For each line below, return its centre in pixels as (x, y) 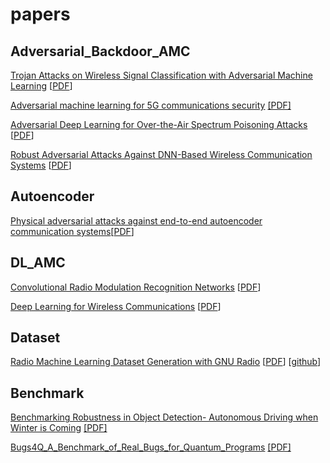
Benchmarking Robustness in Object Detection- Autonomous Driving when (164, 417)
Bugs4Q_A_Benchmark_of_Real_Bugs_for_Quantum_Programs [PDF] (151, 447)
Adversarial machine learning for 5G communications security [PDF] (151, 105)
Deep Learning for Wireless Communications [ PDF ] (116, 306)
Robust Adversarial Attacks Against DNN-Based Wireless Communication (161, 154)
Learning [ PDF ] (41, 86)
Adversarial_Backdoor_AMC (100, 51)
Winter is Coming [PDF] (59, 428)
